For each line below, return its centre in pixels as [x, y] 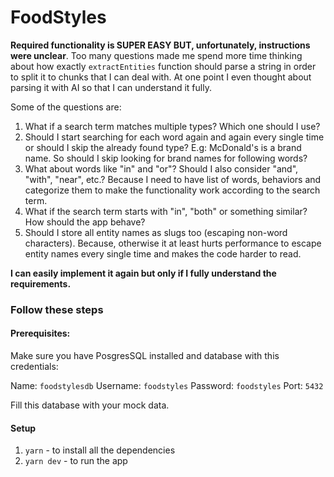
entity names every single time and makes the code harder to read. [163, 253]
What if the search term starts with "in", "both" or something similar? [166, 211]
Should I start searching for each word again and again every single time [174, 137]
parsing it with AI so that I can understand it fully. [111, 87]
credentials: [34, 367]
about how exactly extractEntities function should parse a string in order [163, 66]
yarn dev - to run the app [76, 461]
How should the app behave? [85, 222]
